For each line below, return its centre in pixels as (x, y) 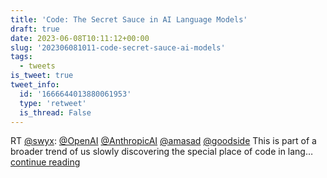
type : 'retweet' (53, 103)
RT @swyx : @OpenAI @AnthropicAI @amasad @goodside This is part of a (163, 141)
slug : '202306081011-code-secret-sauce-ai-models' (118, 47)
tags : (21, 57)
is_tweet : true (42, 76)
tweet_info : (35, 85)
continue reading (45, 162)
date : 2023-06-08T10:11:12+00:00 (80, 38)
